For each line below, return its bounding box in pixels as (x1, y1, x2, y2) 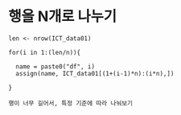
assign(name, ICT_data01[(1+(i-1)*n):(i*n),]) (15, 69, 175, 77)
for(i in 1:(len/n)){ (8, 48, 81, 56)
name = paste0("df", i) (15, 62, 95, 71)
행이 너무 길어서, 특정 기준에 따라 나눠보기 (8, 99, 134, 107)
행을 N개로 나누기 (8, 7, 117, 26)
